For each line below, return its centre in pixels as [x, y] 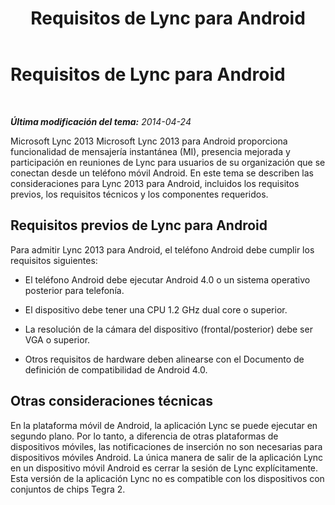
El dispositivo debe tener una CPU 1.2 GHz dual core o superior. [156, 309]
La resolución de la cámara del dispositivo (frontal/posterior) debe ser [168, 329]
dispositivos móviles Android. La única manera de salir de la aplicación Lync [167, 457]
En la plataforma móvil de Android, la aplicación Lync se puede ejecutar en [164, 425]
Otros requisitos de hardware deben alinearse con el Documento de [164, 359]
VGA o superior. [57, 339]
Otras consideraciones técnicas [111, 401]
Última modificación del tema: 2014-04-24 [101, 121]
